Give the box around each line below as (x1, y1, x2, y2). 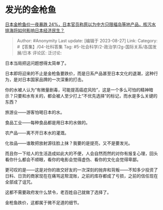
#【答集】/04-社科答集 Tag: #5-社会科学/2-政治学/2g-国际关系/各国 (16, 44, 153, 49)
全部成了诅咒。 (5, 179, 35, 185)
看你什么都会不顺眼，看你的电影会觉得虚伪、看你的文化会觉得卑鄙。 (5, 156, 141, 162)
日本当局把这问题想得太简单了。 (5, 60, 69, 66)
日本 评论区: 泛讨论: (22, 49, 62, 56)
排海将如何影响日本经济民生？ (5, 27, 65, 33)
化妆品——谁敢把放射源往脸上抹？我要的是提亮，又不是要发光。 (5, 140, 132, 146)
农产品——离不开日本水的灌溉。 (5, 129, 69, 136)
